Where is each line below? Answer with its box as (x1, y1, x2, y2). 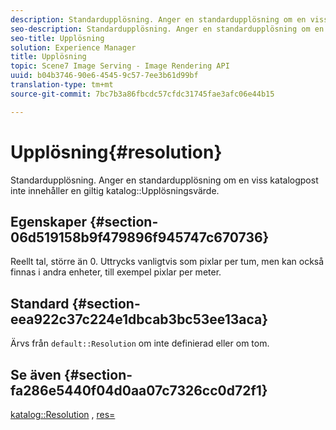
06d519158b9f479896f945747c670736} (10, 229, 270, 246)
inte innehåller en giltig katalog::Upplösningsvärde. (10, 184, 220, 196)
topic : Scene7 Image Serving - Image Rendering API (10, 61, 230, 71)
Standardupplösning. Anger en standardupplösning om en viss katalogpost (10, 174, 319, 186)
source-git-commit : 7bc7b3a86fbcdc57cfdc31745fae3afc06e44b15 (10, 89, 275, 99)
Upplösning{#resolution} (10, 141, 223, 163)
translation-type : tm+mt (10, 80, 114, 90)
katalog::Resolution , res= (10, 409, 116, 420)
